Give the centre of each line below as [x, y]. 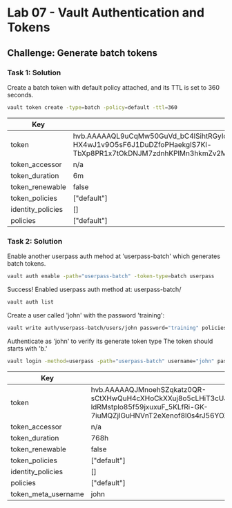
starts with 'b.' [27, 348]
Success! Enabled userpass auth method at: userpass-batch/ [94, 289]
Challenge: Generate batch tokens [82, 53]
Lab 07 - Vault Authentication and [106, 13]
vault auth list [30, 302]
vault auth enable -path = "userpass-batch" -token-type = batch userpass [111, 276]
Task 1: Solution [34, 72]
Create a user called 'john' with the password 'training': [86, 315]
